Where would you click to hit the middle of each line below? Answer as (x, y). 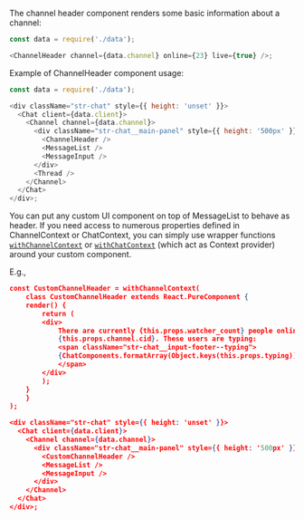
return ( (58, 313)
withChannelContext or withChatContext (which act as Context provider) (142, 245)
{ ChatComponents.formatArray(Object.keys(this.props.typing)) (177, 356)
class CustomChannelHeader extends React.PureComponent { (137, 297)
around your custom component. (71, 255)
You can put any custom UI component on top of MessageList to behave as (150, 216)
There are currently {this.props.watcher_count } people (165, 331)
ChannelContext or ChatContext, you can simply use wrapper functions (142, 236)
